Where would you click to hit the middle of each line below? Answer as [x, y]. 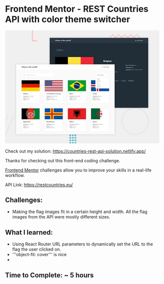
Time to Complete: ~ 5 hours [49, 275]
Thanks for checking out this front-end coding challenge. [63, 160]
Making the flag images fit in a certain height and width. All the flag [80, 212]
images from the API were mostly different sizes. [61, 217]
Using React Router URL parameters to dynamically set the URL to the [82, 244]
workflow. [15, 175]
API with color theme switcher [68, 19]
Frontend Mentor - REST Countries [77, 9]
